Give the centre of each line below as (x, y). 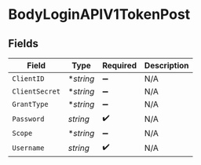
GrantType (30, 104)
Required (119, 66)
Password (28, 119)
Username (28, 148)
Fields (24, 44)
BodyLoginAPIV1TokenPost (99, 15)
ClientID (28, 79)
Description (167, 66)
